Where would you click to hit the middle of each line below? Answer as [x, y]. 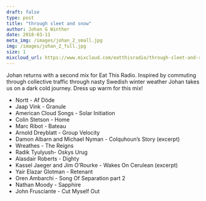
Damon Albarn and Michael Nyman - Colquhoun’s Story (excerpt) [97, 139]
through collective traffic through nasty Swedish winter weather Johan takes [103, 82]
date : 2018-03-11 [29, 35]
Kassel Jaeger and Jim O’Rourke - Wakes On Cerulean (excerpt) [97, 165]
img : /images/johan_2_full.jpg [46, 47]
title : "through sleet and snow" [49, 23]
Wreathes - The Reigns [44, 145]
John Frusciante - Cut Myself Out [57, 191]
